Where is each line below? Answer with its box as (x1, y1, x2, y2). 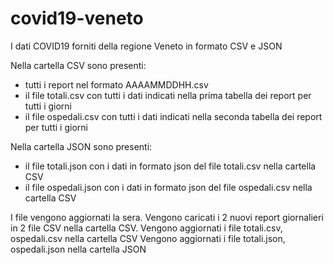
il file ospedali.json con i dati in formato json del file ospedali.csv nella (24, 181, 313, 193)
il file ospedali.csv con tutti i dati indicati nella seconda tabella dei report (24, 110, 323, 122)
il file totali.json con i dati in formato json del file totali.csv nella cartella (24, 160, 317, 172)
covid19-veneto (10, 7, 144, 30)
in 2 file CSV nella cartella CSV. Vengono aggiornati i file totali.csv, (10, 222, 283, 234)
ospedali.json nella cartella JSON (10, 243, 147, 255)
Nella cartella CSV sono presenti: (10, 59, 147, 71)
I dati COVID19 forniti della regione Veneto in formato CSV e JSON (10, 40, 283, 52)
